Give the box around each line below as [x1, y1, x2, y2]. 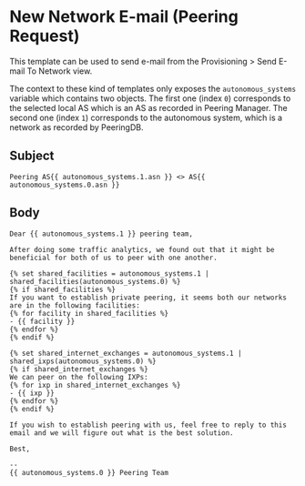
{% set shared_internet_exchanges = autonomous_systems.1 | [9, 349, 243, 358]
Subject [9, 148, 55, 164]
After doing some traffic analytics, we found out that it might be [9, 245, 275, 254]
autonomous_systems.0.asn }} [9, 180, 120, 189]
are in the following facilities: [9, 300, 141, 310]
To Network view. [26, 66, 93, 76]
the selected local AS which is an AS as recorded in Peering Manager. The [9, 102, 289, 113]
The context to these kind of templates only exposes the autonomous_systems [9, 83, 297, 94]
